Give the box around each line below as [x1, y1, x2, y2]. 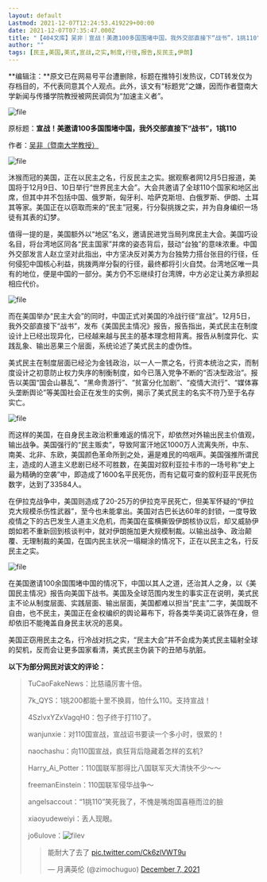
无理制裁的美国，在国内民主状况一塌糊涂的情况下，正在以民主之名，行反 [21, 536, 259, 545]
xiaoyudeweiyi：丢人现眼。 [27, 814, 117, 823]
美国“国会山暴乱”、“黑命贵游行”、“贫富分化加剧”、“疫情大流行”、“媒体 [21, 378, 252, 387]
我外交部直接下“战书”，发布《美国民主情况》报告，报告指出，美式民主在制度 [8, 321, 258, 331]
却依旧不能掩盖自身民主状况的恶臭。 [8, 618, 127, 628]
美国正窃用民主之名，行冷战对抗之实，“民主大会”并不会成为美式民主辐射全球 [8, 635, 258, 644]
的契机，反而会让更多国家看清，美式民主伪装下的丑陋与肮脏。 [8, 645, 211, 654]
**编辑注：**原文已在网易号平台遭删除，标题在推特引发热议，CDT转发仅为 [8, 72, 253, 80]
